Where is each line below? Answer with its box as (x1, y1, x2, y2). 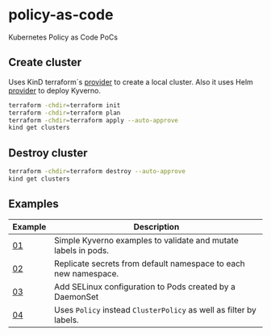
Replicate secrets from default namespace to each (53, 258, 245, 269)
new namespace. (53, 268, 119, 279)
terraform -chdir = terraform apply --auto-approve (8, 116, 179, 124)
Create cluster (8, 56, 82, 69)
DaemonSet (53, 291, 99, 302)
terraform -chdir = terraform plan (8, 109, 121, 117)
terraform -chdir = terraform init (8, 101, 121, 110)
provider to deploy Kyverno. (8, 85, 102, 95)
